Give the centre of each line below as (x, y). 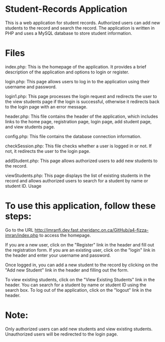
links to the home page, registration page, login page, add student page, (78, 121)
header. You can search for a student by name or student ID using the (76, 285)
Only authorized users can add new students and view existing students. (79, 329)
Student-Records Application (66, 9)
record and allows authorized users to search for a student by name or (77, 180)
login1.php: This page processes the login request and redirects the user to (81, 96)
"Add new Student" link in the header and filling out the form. (67, 270)
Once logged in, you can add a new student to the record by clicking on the (82, 265)
